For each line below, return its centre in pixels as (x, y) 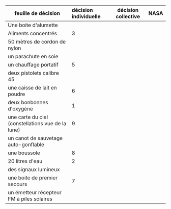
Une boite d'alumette (33, 25)
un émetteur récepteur (35, 192)
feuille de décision (37, 13)
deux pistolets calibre (34, 73)
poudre (17, 94)
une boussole (24, 153)
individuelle (86, 16)
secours (18, 184)
